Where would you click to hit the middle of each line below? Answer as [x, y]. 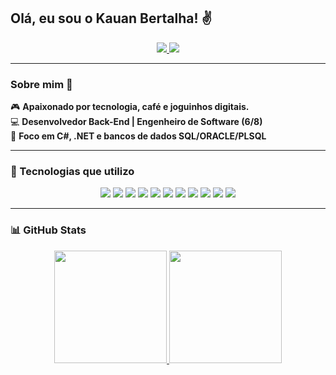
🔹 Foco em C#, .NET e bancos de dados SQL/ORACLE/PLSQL [138, 136]
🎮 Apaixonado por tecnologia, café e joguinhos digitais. [130, 107]
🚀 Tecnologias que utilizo [72, 172]
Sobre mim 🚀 [41, 84]
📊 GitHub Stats [48, 230]
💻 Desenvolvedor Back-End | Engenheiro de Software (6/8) [136, 122]
